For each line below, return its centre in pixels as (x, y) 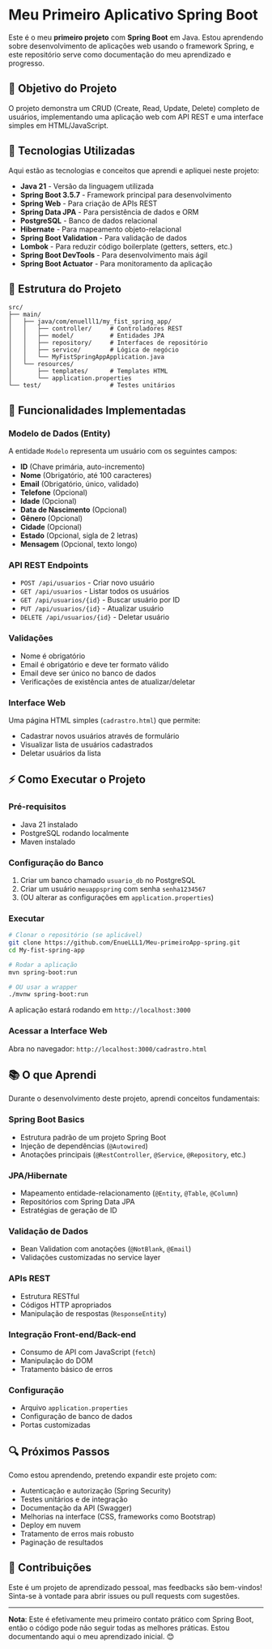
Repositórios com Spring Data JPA (77, 1202)
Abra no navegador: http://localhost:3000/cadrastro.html (108, 1048)
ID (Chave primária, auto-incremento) (83, 467)
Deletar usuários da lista (60, 753)
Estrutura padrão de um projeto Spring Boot (93, 1137)
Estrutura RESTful (49, 1296)
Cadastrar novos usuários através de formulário (100, 735)
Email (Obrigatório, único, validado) (79, 484)
